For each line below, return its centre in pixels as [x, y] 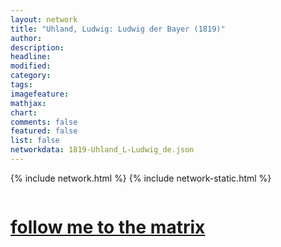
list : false [35, 141]
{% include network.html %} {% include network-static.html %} [141, 178]
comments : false [44, 122]
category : [31, 76]
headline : [31, 57]
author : [26, 38]
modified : [31, 66]
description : [37, 47]
